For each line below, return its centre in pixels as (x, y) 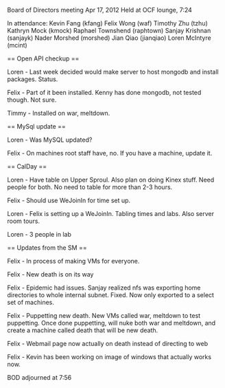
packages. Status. (33, 79)
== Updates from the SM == (47, 248)
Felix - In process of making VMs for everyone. (73, 261)
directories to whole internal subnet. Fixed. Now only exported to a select (111, 295)
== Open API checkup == (43, 58)
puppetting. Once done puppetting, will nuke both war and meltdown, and (111, 323)
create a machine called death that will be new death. (83, 330)
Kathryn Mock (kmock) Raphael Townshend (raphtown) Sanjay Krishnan (109, 31)
